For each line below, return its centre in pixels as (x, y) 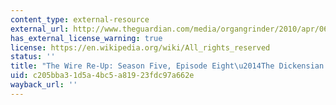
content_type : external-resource (80, 19)
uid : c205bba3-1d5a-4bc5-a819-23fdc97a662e (102, 76)
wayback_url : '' (44, 85)
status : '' (33, 57)
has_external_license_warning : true (86, 38)
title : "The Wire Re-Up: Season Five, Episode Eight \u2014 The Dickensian (167, 66)
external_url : (40, 29)
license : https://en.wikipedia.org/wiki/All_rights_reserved (140, 47)
